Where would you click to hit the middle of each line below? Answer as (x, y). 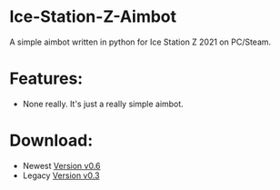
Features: (46, 79)
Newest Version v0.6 (61, 165)
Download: (51, 140)
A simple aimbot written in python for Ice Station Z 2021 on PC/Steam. (140, 42)
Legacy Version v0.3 (61, 175)
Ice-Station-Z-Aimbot (93, 17)
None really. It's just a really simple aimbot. (103, 104)
